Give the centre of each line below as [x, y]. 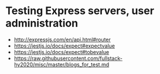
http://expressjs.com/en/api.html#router [62, 39]
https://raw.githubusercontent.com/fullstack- [68, 58]
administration [42, 23]
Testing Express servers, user [80, 11]
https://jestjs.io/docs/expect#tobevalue [62, 52]
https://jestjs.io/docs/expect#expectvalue [64, 46]
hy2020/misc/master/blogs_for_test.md [62, 64]
